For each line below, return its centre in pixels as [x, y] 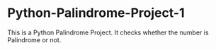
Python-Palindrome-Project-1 [96, 13]
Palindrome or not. [34, 39]
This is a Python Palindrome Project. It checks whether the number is [108, 32]
